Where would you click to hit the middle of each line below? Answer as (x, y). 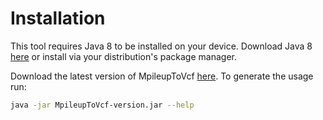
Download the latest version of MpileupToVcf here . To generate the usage (162, 76)
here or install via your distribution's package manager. (123, 56)
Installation (58, 18)
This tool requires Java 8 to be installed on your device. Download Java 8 (161, 46)
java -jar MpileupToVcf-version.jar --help (102, 105)
